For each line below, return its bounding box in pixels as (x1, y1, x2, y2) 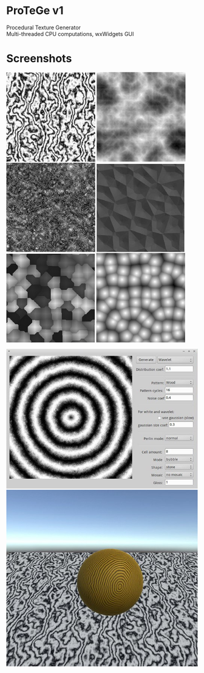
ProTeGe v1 (6, 4, 64, 18)
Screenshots (6, 52, 72, 66)
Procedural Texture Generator (6, 24, 81, 31)
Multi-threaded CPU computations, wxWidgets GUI (6, 30, 134, 37)
